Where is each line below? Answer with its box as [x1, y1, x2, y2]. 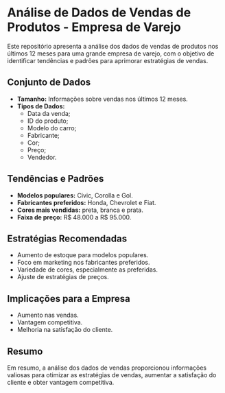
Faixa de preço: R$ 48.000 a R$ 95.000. [16, 213, 132, 221]
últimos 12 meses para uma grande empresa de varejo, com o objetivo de [7, 49, 215, 58]
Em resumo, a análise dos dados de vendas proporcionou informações [7, 364, 207, 372]
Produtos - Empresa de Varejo [7, 19, 182, 35]
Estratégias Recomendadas [7, 233, 128, 244]
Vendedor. [27, 153, 57, 161]
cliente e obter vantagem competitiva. [7, 379, 115, 386]
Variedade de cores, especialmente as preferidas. [16, 265, 158, 274]
